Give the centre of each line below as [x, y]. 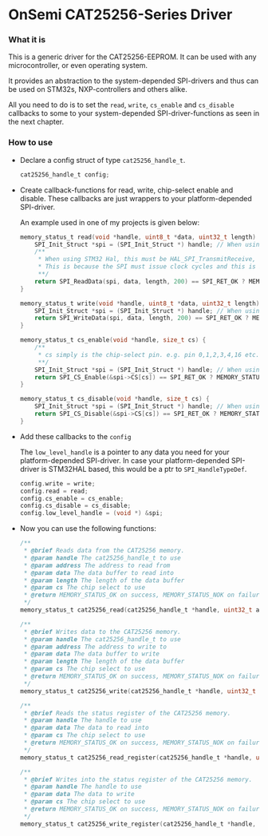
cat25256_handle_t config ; [65, 174]
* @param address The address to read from [97, 565]
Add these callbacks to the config [75, 436]
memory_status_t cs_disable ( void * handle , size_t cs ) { [114, 399]
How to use [31, 143]
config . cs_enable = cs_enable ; [72, 498]
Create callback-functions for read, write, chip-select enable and [126, 190]
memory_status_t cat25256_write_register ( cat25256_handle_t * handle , [138, 824]
